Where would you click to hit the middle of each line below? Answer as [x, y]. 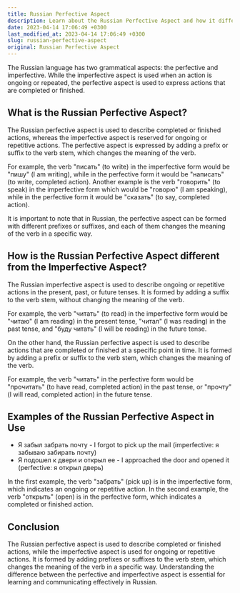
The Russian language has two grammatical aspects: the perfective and [113, 68]
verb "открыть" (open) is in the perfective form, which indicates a [105, 497]
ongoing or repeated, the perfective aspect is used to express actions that [116, 83]
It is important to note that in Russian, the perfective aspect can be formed [117, 218]
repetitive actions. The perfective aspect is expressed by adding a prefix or [118, 145]
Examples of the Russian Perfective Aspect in [111, 417]
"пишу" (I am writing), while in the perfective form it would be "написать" [116, 174]
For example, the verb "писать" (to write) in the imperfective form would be [119, 166]
